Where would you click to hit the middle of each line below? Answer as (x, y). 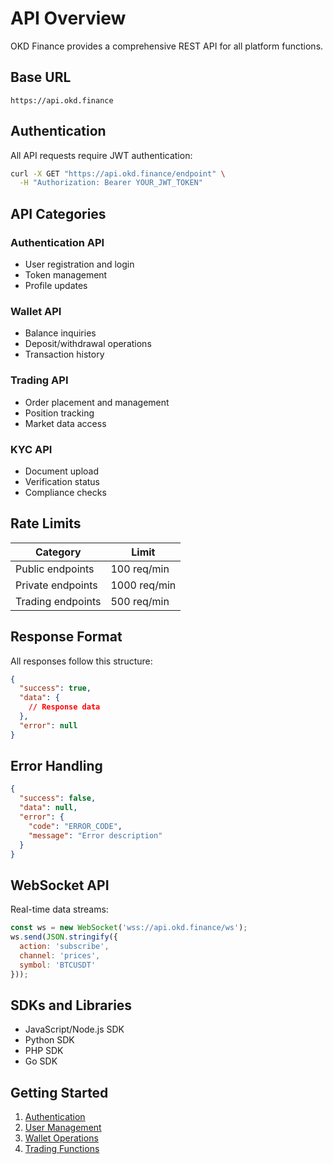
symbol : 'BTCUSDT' (58, 965)
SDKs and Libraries (71, 1005)
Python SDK (49, 1040)
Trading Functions (62, 1149)
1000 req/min (143, 585)
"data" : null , (48, 808)
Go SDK (41, 1061)
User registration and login (79, 264)
